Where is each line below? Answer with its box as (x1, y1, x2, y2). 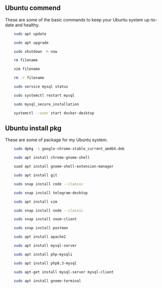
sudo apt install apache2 (14, 234, 66, 239)
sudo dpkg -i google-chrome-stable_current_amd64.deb (14, 146, 125, 152)
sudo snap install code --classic (14, 181, 83, 187)
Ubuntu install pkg (5, 124, 62, 132)
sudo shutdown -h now (14, 49, 57, 54)
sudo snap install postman (14, 226, 68, 230)
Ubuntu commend (5, 4, 61, 12)
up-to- (144, 17, 158, 22)
